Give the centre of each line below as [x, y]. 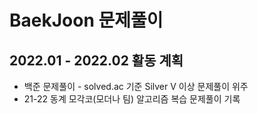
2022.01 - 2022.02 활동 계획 [96, 60]
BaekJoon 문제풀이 [86, 20]
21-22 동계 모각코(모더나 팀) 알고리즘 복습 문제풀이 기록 [132, 99]
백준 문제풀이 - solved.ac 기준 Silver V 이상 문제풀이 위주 [136, 86]
